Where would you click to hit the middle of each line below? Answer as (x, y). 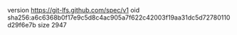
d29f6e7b (22, 25)
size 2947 (52, 25)
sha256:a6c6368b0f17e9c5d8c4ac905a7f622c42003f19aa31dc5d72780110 (119, 17)
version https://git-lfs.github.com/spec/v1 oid (74, 10)
